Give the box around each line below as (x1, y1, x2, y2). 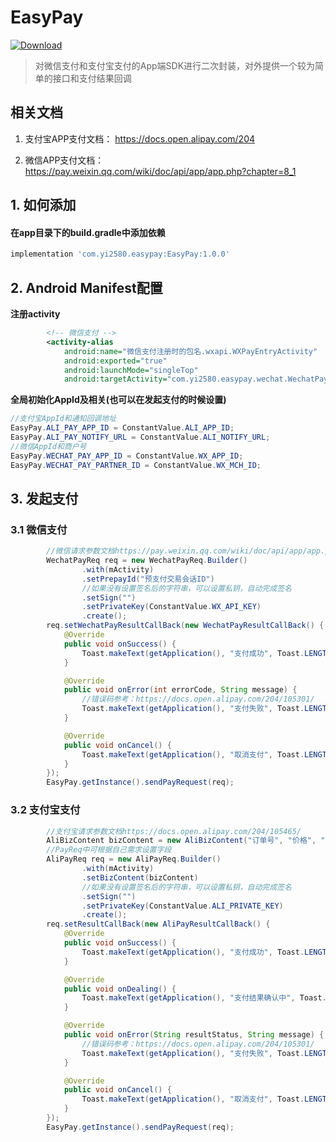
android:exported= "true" (63, 356, 168, 366)
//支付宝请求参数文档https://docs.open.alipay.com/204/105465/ (46, 826, 302, 836)
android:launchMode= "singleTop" (63, 365, 199, 375)
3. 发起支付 (10, 490, 79, 507)
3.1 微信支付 (10, 522, 68, 536)
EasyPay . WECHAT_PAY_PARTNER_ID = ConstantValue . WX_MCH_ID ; (10, 460, 262, 470)
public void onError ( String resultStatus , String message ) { (63, 1030, 325, 1040)
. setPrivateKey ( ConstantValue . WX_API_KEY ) (81, 602, 262, 612)
